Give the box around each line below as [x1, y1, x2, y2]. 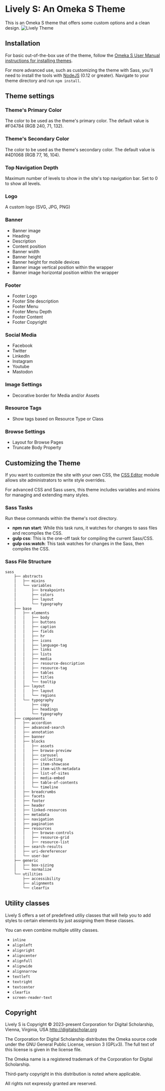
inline [12, 937, 26, 942]
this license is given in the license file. [5, 1047, 82, 1053]
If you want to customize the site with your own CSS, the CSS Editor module [5, 472, 159, 477]
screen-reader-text [12, 995, 53, 1000]
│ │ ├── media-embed [14, 775, 65, 781]
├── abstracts [14, 574, 43, 579]
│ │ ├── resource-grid [14, 835, 69, 840]
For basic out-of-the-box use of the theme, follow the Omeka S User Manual [5, 52, 160, 58]
